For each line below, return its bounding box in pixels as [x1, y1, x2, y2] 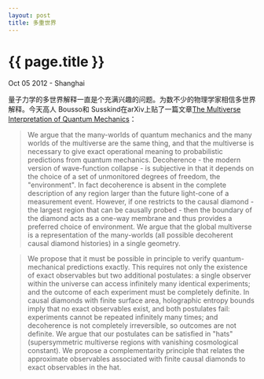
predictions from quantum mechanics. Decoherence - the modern [27, 155, 241, 165]
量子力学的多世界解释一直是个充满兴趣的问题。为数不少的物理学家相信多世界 [8, 95, 256, 105]
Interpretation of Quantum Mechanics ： [8, 115, 137, 124]
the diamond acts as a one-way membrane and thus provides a [27, 214, 233, 223]
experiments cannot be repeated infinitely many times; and [27, 312, 218, 322]
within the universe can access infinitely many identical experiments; [27, 279, 251, 289]
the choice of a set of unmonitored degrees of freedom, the [27, 172, 221, 182]
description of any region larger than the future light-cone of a [27, 189, 229, 198]
